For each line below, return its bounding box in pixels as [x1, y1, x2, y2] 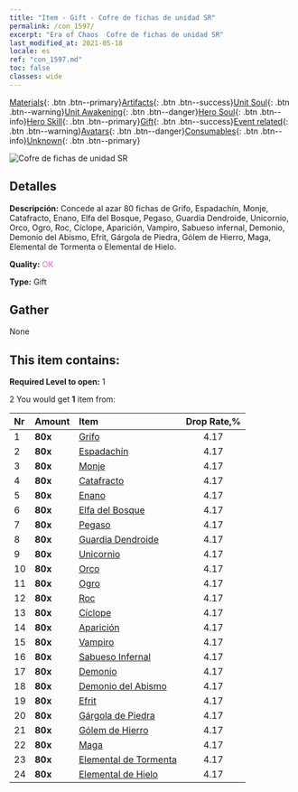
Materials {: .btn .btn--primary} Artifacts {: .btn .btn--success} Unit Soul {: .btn [9, 97, 291, 107]
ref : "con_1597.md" [9, 55, 83, 64]
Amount [34, 415, 70, 428]
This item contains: [9, 352, 120, 368]
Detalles [9, 179, 57, 194]
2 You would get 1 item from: [9, 394, 116, 405]
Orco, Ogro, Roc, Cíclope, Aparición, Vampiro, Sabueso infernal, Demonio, [9, 222, 285, 233]
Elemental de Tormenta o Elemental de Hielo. [9, 241, 177, 252]
